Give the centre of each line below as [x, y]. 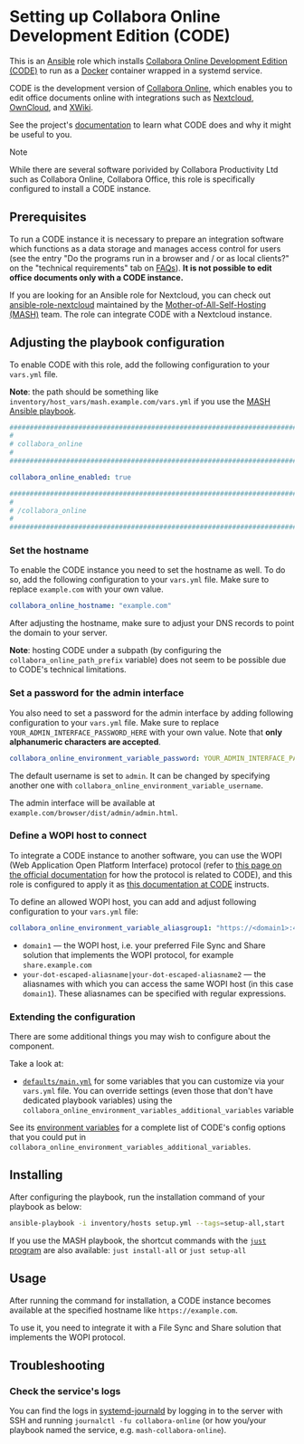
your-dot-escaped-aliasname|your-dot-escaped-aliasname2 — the [144, 974]
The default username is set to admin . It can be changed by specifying [140, 775]
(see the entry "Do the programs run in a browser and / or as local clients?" [149, 258]
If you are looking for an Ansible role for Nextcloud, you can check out [140, 295]
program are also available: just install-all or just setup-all [128, 1249]
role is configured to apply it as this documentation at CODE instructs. [139, 884]
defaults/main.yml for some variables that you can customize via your [153, 1081]
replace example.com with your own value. [87, 589]
